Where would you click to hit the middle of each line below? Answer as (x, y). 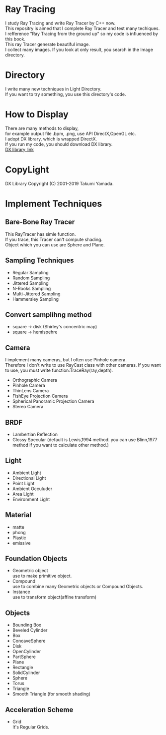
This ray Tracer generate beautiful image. (48, 44)
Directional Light (29, 478)
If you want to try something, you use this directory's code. (66, 94)
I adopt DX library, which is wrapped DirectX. (51, 139)
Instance (21, 592)
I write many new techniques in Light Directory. (53, 89)
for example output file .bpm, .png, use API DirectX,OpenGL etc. (71, 133)
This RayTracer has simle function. (41, 234)
